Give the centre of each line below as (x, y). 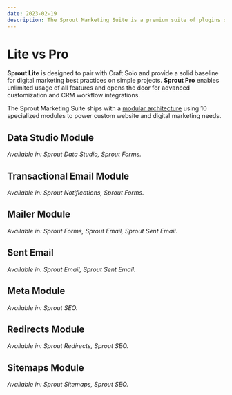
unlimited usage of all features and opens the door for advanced (99, 88)
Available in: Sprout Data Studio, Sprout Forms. (74, 154)
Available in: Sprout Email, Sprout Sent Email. (71, 269)
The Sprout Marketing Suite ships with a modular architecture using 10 (107, 108)
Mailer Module (39, 214)
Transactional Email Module (68, 176)
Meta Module (36, 291)
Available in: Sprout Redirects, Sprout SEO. (68, 346)
